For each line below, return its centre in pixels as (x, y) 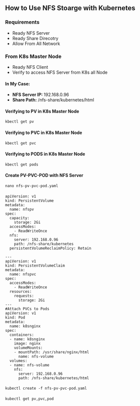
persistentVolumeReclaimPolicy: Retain (51, 248)
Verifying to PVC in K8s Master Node (44, 133)
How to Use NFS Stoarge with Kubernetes (70, 8)
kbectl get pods (22, 164)
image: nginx (27, 343)
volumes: (18, 361)
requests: (24, 296)
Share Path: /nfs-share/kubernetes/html (53, 100)
